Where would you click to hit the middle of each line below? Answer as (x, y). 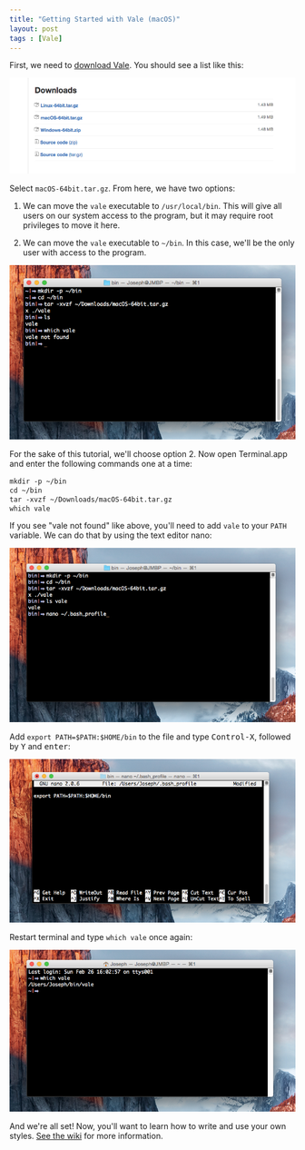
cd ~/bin (26, 491)
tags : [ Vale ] (36, 38)
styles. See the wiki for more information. (86, 1136)
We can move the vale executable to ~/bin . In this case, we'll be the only (158, 243)
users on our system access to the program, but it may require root (148, 215)
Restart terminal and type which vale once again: (101, 937)
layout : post (34, 29)
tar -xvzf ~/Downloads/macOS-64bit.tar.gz (91, 500)
